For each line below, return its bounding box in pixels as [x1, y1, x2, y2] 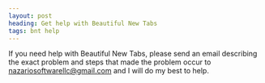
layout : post [8, 11, 53, 20]
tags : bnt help [8, 27, 60, 35]
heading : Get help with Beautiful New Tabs [8, 19, 158, 27]
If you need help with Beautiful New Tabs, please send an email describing [8, 49, 258, 59]
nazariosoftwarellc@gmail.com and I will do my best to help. [8, 66, 209, 76]
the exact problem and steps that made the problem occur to [8, 57, 212, 67]
